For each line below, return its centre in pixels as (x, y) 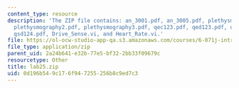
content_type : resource (43, 14)
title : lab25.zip (33, 67)
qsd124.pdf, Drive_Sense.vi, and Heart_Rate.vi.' (89, 34)
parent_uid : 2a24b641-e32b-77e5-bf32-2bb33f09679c (84, 54)
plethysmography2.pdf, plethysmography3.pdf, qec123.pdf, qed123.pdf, (121, 27)
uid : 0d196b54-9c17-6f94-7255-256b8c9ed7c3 (73, 73)
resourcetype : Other (38, 60)
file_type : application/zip (49, 47)
